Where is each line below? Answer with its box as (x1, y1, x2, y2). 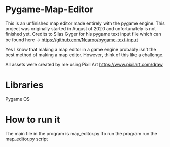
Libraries (5, 80, 44, 91)
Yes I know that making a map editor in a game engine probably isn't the (5, 46, 156, 52)
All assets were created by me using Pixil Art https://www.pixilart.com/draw (5, 61, 163, 67)
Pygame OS (5, 96, 30, 102)
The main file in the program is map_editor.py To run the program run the (5, 130, 157, 136)
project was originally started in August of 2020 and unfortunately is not (5, 25, 156, 31)
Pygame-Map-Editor (5, 4, 94, 15)
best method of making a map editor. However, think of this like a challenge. (5, 52, 164, 58)
